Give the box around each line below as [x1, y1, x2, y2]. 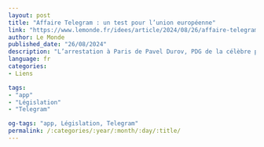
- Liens [8, 70, 34, 77]
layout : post [8, 11, 51, 20]
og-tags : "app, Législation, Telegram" [8, 120, 139, 127]
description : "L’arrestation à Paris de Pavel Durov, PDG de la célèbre [8, 48, 251, 56]
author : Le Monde [8, 33, 65, 41]
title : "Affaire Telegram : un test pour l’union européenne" [8, 19, 216, 27]
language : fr [8, 56, 51, 63]
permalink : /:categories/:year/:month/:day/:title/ [8, 127, 181, 135]
